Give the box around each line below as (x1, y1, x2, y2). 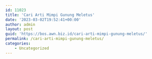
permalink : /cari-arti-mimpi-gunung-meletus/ (5, 36, 104, 42)
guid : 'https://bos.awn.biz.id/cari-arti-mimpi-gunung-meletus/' (5, 31, 147, 36)
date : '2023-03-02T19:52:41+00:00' (5, 17, 81, 22)
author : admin (5, 22, 36, 27)
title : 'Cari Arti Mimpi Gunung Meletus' (5, 12, 95, 17)
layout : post (5, 27, 33, 32)
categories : (5, 41, 31, 46)
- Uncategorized (14, 46, 50, 51)
